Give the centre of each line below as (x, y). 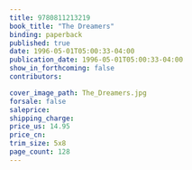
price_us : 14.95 (40, 127)
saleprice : (30, 109)
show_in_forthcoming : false (62, 69)
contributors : (36, 77)
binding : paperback (46, 34)
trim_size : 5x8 (38, 144)
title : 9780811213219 (50, 18)
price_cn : (28, 135)
